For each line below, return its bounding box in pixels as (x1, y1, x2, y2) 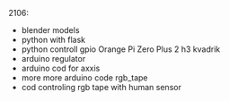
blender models (21, 25, 80, 35)
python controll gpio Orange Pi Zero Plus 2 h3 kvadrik (21, 44, 221, 55)
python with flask (21, 35, 86, 45)
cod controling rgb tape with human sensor (21, 82, 181, 92)
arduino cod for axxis (21, 63, 101, 73)
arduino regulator (21, 54, 86, 63)
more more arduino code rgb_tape (21, 72, 149, 83)
